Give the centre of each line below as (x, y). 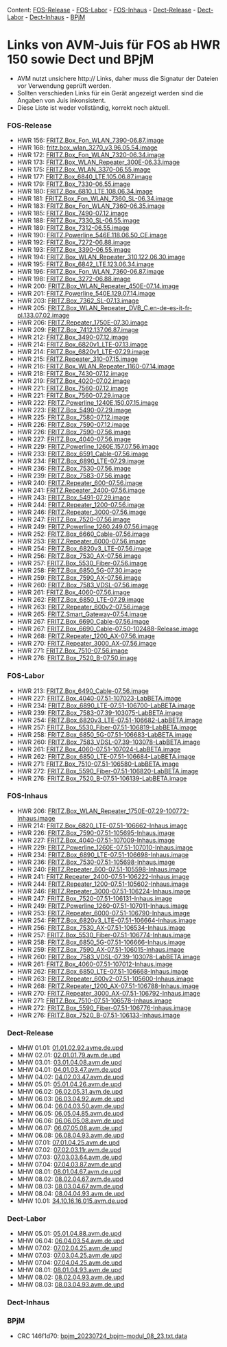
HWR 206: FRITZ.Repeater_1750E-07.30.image (82, 323)
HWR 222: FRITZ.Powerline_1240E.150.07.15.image (88, 403)
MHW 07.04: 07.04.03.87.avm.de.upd (69, 1164)
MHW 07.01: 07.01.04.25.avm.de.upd (68, 1143)
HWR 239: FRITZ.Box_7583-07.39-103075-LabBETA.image (100, 712)
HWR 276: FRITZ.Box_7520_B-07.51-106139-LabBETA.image (102, 778)
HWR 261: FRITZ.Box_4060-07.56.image (73, 592)
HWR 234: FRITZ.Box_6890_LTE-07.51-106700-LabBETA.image (106, 705)
